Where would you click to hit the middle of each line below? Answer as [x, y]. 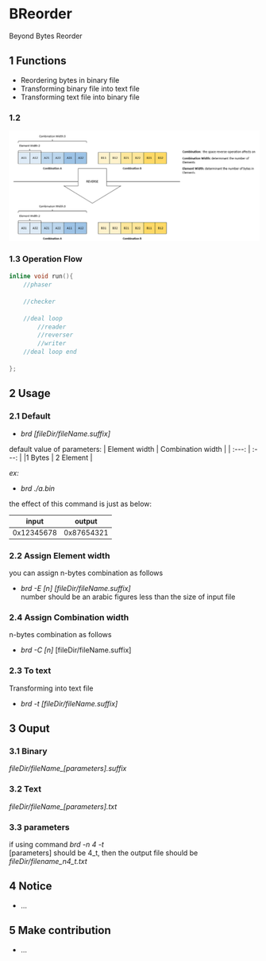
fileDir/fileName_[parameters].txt [63, 806]
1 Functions [38, 61]
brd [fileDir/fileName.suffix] [65, 434]
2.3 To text [30, 671]
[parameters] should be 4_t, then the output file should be [104, 853]
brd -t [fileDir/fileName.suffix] [69, 703]
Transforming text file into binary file [80, 97]
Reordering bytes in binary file [70, 80]
